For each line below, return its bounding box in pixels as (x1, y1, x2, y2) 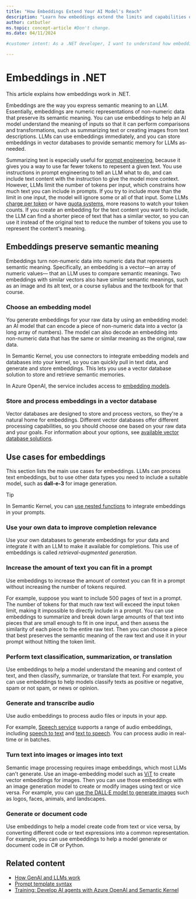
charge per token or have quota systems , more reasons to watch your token (6, 200, 188, 207)
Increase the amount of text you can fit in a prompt (6, 563, 153, 572)
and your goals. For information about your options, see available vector (6, 429, 179, 436)
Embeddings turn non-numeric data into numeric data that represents (6, 257, 173, 264)
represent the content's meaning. (6, 224, 86, 231)
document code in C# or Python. (6, 841, 85, 848)
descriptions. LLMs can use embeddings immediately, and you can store (6, 133, 180, 140)
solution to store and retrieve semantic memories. (6, 371, 125, 378)
